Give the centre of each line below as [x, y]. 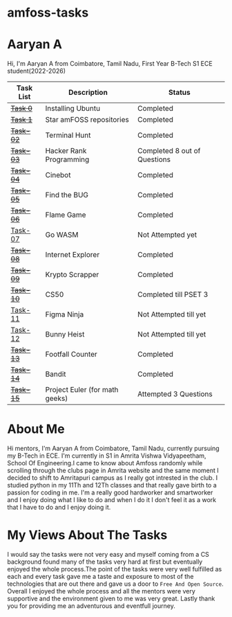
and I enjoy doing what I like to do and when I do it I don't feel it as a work [112, 500]
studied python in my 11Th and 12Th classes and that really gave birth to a [112, 485]
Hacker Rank [66, 151]
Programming [67, 159]
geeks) [57, 398]
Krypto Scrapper [72, 275]
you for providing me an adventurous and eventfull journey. [91, 606]
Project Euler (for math [82, 390]
